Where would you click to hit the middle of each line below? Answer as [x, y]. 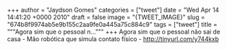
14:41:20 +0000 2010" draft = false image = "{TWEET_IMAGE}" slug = [106, 17]
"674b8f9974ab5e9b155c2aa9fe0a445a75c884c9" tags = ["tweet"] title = [112, 24]
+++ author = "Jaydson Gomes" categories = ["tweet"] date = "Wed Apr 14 [113, 10]
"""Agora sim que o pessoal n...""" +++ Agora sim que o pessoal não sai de [114, 32]
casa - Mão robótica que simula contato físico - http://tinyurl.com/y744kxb [113, 39]
